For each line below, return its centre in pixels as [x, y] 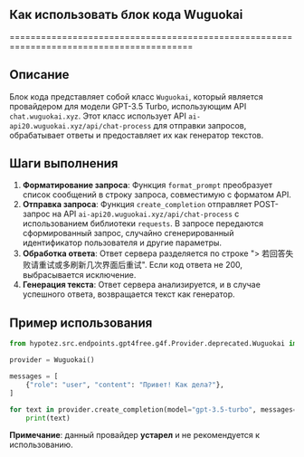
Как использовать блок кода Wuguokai [126, 15]
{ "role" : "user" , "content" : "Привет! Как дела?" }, [125, 385]
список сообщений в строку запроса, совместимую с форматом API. [157, 195]
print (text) [48, 418]
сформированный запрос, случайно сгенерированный [128, 233]
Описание [39, 75]
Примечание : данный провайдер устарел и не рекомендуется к [135, 435]
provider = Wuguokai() [52, 360]
